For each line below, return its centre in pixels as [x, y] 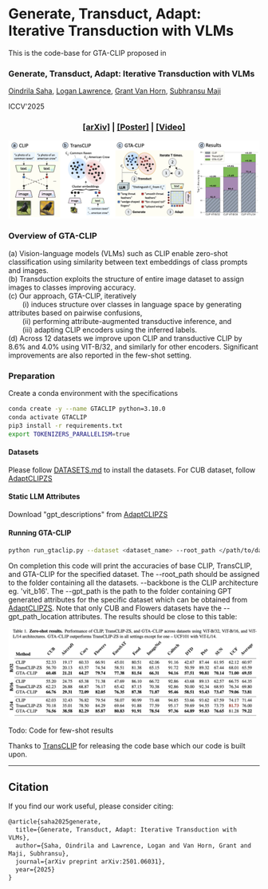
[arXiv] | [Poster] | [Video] [134, 127]
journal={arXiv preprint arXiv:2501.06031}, [91, 862]
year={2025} [35, 870]
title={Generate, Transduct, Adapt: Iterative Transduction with [126, 830]
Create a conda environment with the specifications [93, 393]
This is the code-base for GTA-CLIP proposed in [87, 53]
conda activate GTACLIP [48, 417]
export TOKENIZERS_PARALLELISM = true [69, 434]
